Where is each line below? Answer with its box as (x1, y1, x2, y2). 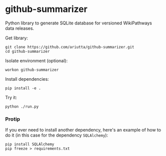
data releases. (5, 25, 34, 31)
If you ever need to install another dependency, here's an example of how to (5, 127, 162, 133)
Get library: (5, 35, 28, 41)
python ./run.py (5, 104, 39, 109)
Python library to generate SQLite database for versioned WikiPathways (5, 20, 153, 26)
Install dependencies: (5, 76, 49, 82)
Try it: (5, 94, 17, 100)
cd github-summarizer (5, 49, 50, 54)
